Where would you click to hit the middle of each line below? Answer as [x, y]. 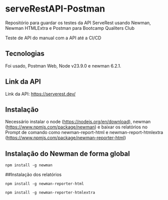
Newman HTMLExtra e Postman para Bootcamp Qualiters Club [70, 28]
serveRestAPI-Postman [55, 9]
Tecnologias [25, 54]
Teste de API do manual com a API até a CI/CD [53, 38]
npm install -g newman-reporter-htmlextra [50, 193]
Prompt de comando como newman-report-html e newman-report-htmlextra [84, 132]
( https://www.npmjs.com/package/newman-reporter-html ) [66, 138]
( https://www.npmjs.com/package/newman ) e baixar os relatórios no [76, 127]
